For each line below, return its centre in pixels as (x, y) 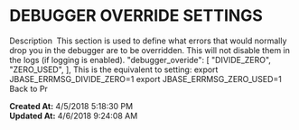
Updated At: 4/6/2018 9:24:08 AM (74, 116)
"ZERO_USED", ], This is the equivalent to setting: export (114, 70)
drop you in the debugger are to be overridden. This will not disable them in (150, 50)
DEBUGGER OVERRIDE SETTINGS (136, 16)
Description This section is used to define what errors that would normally (148, 41)
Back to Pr (28, 88)
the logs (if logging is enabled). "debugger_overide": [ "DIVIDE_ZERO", (140, 60)
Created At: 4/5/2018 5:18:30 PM (71, 106)
